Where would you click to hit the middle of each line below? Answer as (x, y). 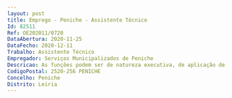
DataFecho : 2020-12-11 (40, 46)
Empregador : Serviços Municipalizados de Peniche (81, 59)
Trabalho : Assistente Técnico (51, 52)
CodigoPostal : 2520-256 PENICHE (54, 71)
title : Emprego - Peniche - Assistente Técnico (77, 20)
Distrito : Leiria (32, 84)
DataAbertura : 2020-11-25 (44, 39)
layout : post (26, 13)
